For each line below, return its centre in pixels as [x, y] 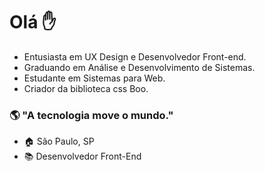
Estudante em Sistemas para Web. [94, 78]
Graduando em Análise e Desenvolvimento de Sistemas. [139, 67]
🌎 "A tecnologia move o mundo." [91, 115]
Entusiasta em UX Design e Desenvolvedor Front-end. [135, 56]
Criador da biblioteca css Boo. [86, 88]
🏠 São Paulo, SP [59, 141]
